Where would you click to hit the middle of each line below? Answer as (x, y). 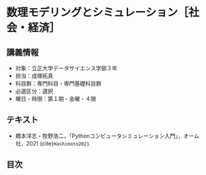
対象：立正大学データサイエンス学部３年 (66, 68)
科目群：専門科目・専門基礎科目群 (58, 84)
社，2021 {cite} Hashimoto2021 (52, 143)
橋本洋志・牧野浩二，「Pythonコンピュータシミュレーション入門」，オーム (107, 136)
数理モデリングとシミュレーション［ (97, 13)
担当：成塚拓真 (34, 76)
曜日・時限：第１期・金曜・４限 (55, 99)
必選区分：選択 (34, 91)
